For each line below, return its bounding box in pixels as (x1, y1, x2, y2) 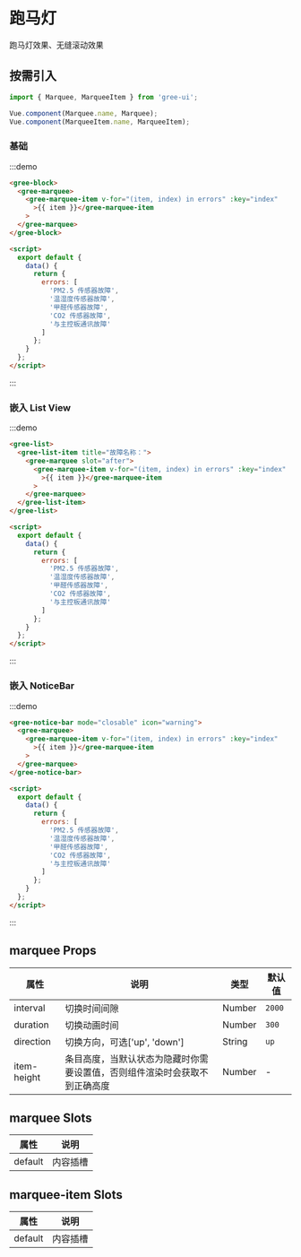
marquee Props (9, 943, 97, 958)
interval (13, 1001, 46, 1014)
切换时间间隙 (64, 1001, 119, 1014)
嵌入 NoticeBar (9, 680, 74, 692)
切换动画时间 (64, 1019, 119, 1031)
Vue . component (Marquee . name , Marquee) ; (9, 108, 159, 117)
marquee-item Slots (9, 1187, 123, 1202)
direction (13, 1035, 52, 1047)
